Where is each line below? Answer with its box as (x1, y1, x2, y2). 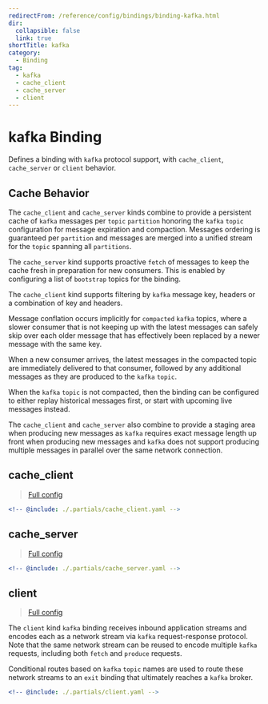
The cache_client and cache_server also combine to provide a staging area (8, 420, 256, 429)
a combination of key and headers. (8, 298, 123, 308)
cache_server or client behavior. (8, 163, 117, 173)
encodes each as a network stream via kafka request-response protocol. (8, 632, 248, 642)
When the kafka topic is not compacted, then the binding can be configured (8, 388, 260, 396)
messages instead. (8, 404, 70, 413)
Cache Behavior (8, 186, 90, 200)
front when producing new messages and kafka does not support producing (8, 437, 260, 446)
